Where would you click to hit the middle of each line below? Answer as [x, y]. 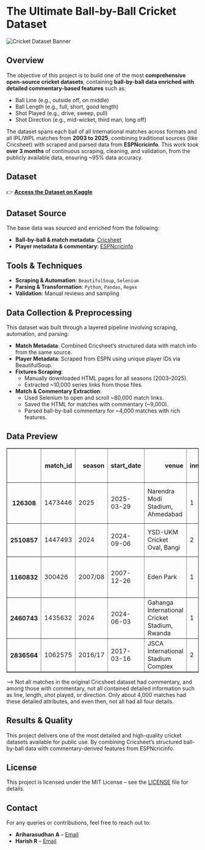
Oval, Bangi [164, 547]
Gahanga [160, 602]
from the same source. [44, 352]
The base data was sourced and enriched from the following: [83, 228]
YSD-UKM [163, 532]
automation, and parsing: [38, 334]
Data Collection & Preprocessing [69, 312]
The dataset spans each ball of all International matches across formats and [102, 131]
